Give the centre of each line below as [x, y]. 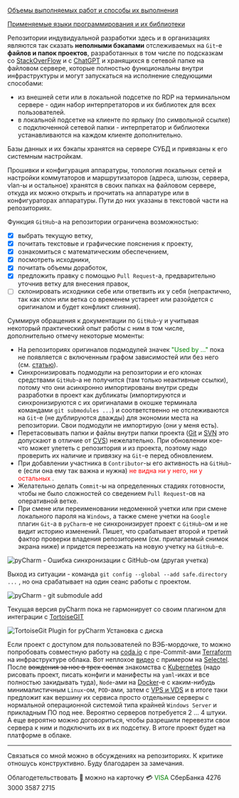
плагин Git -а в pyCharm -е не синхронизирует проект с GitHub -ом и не [123, 524]
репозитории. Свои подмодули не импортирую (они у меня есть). [118, 425]
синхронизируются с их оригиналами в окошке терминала [107, 403]
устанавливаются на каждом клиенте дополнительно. [100, 135]
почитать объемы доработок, [63, 268]
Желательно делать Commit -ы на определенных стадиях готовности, [122, 486]
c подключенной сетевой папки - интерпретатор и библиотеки [113, 127]
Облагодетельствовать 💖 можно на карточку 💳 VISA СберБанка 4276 [115, 778]
